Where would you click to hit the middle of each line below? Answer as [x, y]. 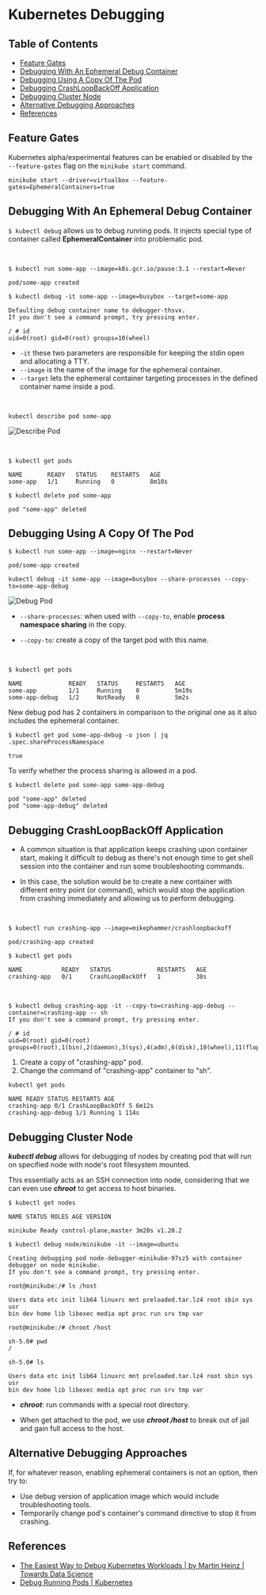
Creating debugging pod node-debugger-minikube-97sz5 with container [125, 1258]
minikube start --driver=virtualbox [68, 180]
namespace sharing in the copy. [73, 625]
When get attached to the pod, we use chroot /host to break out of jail [134, 1420]
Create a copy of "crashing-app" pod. [82, 1062]
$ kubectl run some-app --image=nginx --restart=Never [101, 552]
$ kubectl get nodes [42, 1203]
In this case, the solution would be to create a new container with [126, 881]
